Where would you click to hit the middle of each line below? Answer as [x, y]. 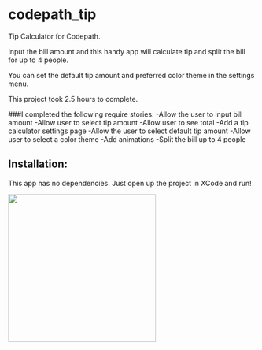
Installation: [38, 164]
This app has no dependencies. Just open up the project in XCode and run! [130, 183]
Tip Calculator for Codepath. [54, 36]
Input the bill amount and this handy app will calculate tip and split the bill [127, 51]
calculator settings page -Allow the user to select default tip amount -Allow [129, 131]
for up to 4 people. [39, 60]
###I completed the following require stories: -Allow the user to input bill [125, 114]
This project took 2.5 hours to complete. [73, 99]
